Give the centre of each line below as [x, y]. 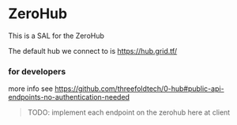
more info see [31, 89]
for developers [37, 71]
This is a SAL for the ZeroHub [56, 36]
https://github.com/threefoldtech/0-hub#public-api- [139, 89]
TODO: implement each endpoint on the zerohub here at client [129, 112]
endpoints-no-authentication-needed [69, 97]
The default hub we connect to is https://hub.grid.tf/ [93, 51]
